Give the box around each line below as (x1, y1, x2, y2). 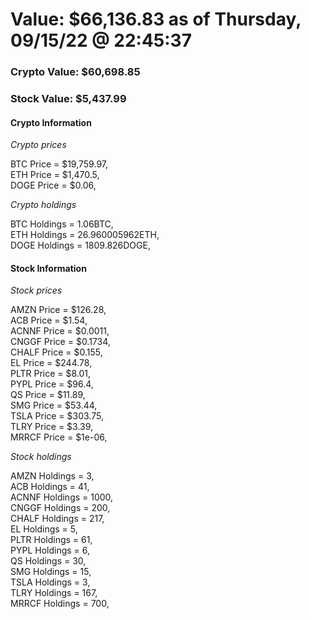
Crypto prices (10, 139, 67, 151)
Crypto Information (10, 116, 92, 128)
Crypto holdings (10, 199, 77, 211)
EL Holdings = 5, (10, 523, 78, 535)
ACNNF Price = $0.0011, (10, 325, 110, 337)
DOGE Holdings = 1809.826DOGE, (10, 239, 151, 252)
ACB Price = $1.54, (10, 314, 88, 327)
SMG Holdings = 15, (10, 566, 92, 578)
